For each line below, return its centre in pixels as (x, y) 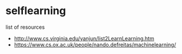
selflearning (36, 11)
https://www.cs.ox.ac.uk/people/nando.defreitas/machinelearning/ (95, 45)
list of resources (25, 27)
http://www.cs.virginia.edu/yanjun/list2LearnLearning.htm (84, 38)
